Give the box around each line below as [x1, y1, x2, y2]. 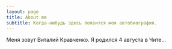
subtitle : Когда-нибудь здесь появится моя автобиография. [6, 20, 158, 26]
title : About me [6, 14, 47, 20]
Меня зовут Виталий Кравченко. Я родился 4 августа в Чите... [6, 36, 167, 44]
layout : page [6, 8, 39, 15]
